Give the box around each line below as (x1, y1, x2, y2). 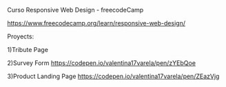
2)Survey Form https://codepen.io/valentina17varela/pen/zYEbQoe (7, 59, 196, 67)
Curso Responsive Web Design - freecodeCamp (7, 6, 144, 14)
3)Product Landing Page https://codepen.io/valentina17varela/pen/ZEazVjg (7, 72, 220, 80)
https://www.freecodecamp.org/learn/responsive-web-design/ (7, 19, 186, 27)
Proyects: (7, 32, 34, 40)
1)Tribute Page (7, 46, 48, 53)
